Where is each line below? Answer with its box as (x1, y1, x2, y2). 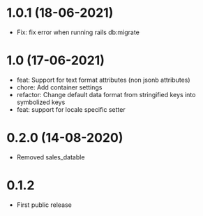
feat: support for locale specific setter (16, 105, 126, 113)
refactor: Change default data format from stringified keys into (16, 90, 196, 99)
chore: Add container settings (16, 82, 103, 92)
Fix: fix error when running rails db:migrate (16, 28, 140, 36)
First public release (16, 201, 73, 209)
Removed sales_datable (16, 152, 85, 161)
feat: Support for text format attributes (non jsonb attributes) (16, 75, 190, 84)
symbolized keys (16, 98, 66, 106)
